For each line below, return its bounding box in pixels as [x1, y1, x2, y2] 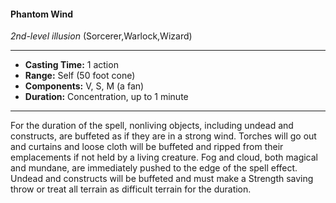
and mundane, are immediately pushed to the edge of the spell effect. [10, 162, 298, 174]
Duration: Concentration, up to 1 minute [24, 91, 189, 103]
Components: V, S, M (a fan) [24, 80, 145, 92]
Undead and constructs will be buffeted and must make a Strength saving [10, 173, 314, 185]
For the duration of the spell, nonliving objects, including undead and [10, 120, 294, 132]
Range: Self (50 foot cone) [24, 70, 136, 82]
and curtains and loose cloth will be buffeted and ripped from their [10, 141, 284, 153]
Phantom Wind [10, 8, 74, 20]
